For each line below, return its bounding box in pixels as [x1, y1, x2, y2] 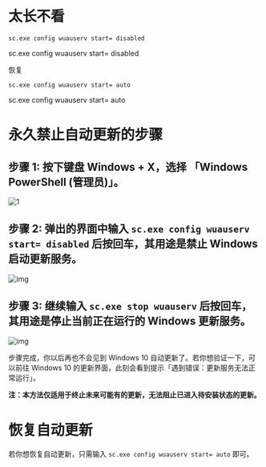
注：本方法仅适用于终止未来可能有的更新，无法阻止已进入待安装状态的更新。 [8, 390, 261, 400]
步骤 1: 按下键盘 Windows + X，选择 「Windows [8, 160, 248, 173]
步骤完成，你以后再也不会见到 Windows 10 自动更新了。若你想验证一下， [8, 352, 249, 362]
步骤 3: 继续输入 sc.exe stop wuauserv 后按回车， [8, 299, 252, 313]
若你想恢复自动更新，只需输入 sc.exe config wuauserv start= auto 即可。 [8, 449, 254, 458]
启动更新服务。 [8, 252, 83, 266]
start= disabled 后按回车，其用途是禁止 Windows [8, 238, 259, 251]
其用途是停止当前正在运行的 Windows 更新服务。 [8, 315, 251, 328]
